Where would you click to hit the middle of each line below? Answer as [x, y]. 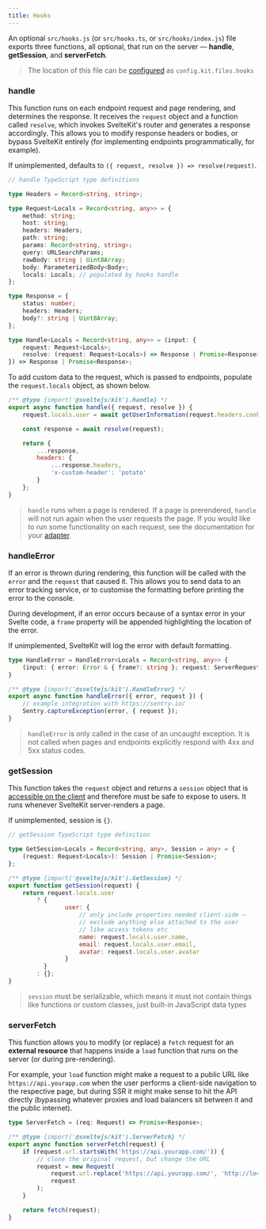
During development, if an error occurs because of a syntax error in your [127, 613]
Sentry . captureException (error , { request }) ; [101, 711]
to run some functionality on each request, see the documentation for [141, 526]
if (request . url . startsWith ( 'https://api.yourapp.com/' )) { [123, 1151]
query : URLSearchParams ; [63, 252]
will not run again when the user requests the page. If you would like [139, 518]
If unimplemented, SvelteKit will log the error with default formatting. [120, 645]
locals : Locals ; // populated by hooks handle [101, 275]
